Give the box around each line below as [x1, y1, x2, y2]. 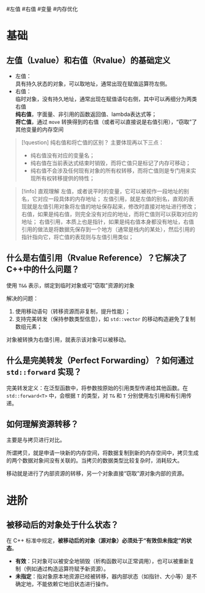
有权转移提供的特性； [41, 174, 95, 182]
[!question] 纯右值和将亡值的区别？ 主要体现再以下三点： [21, 139, 164, 146]
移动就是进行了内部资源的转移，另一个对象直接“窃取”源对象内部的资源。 [6, 470, 188, 477]
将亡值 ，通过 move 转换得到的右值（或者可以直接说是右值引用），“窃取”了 [15, 118, 197, 125]
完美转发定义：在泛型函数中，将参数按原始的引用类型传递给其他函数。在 [6, 384, 188, 392]
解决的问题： [6, 295, 38, 302]
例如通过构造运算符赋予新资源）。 [26, 565, 109, 572]
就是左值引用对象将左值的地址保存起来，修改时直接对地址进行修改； [26, 203, 198, 210]
